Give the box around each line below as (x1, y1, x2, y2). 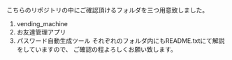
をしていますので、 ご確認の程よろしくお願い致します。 (16, 46, 177, 53)
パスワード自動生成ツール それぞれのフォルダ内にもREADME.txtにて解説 (16, 37, 225, 45)
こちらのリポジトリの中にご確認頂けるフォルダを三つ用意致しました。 (6, 6, 209, 14)
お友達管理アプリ (16, 28, 66, 36)
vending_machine (16, 20, 68, 28)
